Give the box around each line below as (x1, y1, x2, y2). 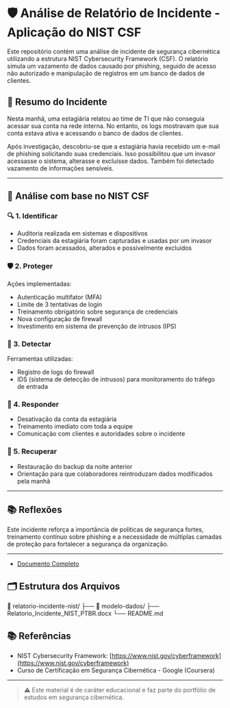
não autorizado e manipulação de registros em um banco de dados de (7, 69, 205, 77)
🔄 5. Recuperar (7, 446, 57, 456)
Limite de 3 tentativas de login (16, 300, 103, 308)
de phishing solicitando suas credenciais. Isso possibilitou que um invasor (7, 149, 216, 157)
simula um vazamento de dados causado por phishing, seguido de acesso (7, 62, 217, 70)
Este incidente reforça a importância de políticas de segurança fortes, (7, 525, 204, 534)
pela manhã (16, 477, 51, 485)
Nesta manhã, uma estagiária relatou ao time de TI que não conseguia (7, 114, 205, 123)
